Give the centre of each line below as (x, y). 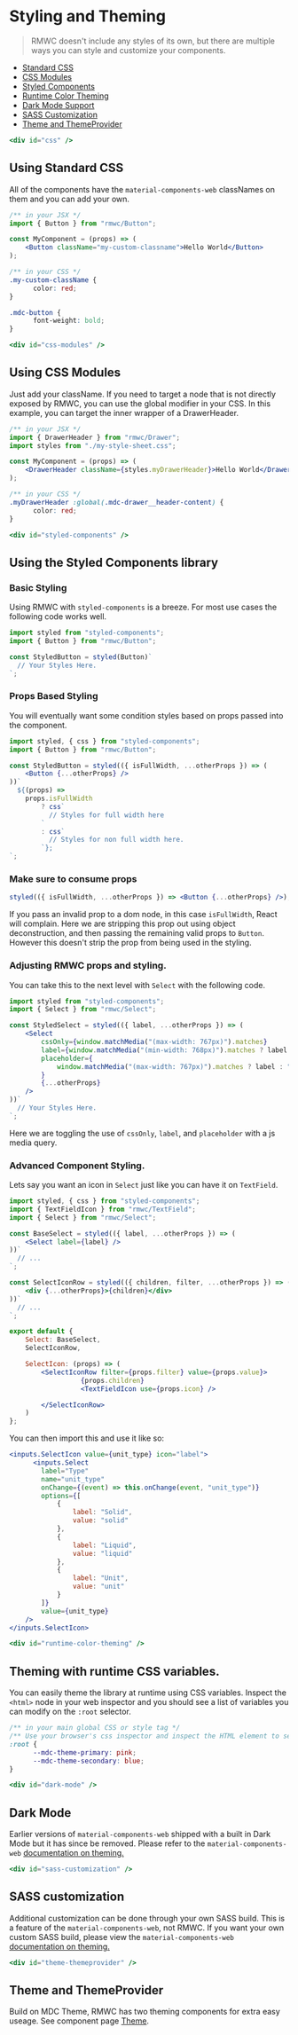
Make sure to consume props (73, 878)
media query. (33, 1143)
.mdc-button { (35, 312)
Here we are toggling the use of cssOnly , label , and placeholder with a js (142, 1133)
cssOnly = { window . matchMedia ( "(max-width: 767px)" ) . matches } (154, 1042)
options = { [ (61, 1496)
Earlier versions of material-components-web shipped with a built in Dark (140, 1835)
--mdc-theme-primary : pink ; (85, 1752)
